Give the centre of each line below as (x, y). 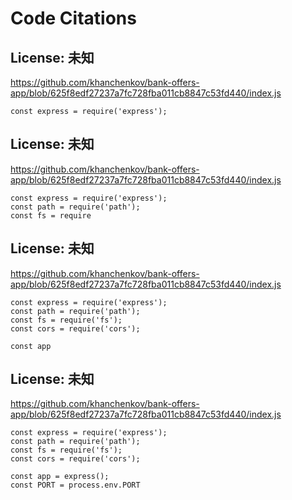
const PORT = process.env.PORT (75, 485)
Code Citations (73, 18)
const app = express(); (60, 477)
